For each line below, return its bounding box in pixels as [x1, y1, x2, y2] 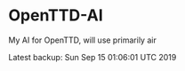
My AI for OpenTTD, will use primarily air [8, 35, 157, 45]
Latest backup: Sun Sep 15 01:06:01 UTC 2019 [8, 51, 177, 62]
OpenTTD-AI [8, 5, 103, 26]
